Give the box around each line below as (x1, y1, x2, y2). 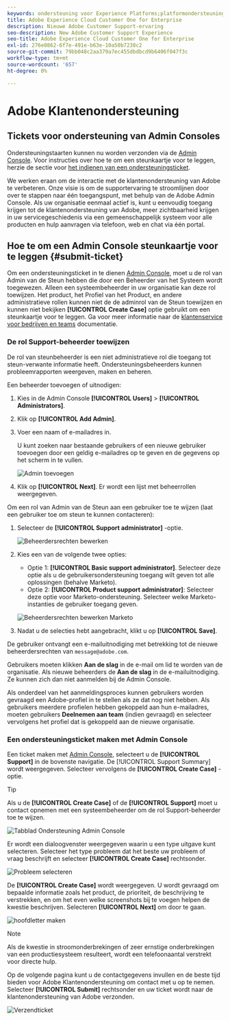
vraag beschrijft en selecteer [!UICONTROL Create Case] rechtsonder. (7, 854, 207, 862)
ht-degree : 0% (7, 67, 48, 74)
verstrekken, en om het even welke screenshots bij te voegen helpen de (7, 895, 210, 903)
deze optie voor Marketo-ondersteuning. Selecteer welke (27, 592, 189, 601)
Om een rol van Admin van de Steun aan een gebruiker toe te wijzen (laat (7, 502, 214, 511)
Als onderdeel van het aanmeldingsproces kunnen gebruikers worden (7, 688, 204, 697)
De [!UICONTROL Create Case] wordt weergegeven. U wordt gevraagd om (7, 881, 219, 889)
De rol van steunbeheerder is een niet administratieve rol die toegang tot (7, 353, 212, 361)
